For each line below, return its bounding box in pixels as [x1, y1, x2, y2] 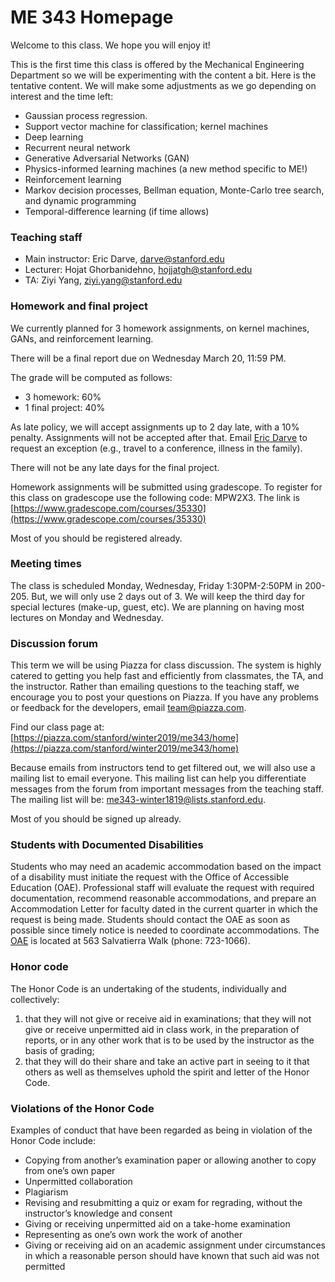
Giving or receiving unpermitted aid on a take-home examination [24, 1218, 291, 1230]
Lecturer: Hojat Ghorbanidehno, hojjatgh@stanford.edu [24, 264, 253, 276]
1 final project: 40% [24, 401, 106, 413]
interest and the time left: [10, 90, 114, 102]
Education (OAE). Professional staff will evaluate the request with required [10, 882, 315, 894]
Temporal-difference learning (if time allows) [24, 205, 210, 217]
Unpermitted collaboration [24, 1176, 133, 1188]
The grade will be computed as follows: [10, 371, 173, 383]
